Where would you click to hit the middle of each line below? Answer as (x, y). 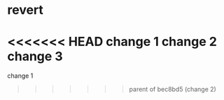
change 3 (35, 57)
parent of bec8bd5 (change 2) (173, 90)
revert (26, 10)
